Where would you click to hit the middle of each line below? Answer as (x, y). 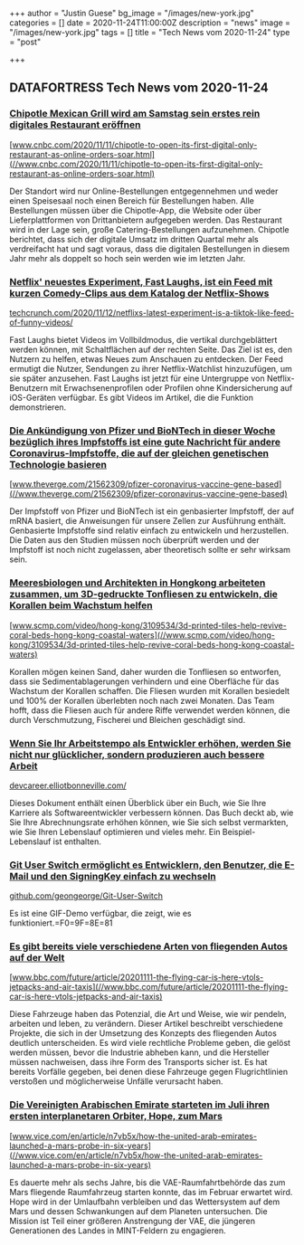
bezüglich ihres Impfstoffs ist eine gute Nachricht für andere (145, 442)
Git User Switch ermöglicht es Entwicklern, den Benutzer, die (146, 865)
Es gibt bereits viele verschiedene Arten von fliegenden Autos (148, 946)
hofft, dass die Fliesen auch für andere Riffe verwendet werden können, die (150, 710)
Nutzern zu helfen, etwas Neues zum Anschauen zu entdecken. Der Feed (146, 359)
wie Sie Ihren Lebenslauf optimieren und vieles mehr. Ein (115, 832)
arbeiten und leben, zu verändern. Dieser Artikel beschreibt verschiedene (146, 1024)
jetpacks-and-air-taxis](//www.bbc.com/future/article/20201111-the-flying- (149, 987)
